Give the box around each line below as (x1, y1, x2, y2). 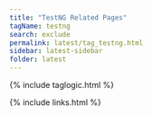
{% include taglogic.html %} (9, 80, 115, 90)
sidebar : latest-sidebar (9, 47, 103, 56)
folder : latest (9, 55, 67, 64)
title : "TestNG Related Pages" (9, 13, 128, 22)
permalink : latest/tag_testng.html (9, 38, 144, 48)
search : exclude (9, 30, 71, 39)
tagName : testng (9, 22, 71, 31)
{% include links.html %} (9, 97, 101, 108)
